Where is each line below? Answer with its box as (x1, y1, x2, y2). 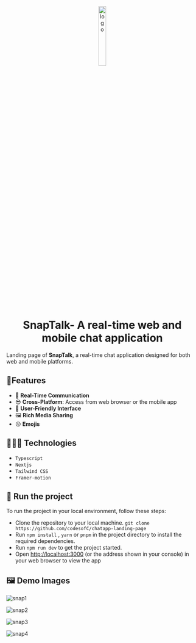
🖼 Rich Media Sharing (15, 411, 73, 418)
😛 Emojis (15, 420, 40, 428)
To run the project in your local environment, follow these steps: (6, 508, 166, 515)
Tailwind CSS (15, 468, 49, 475)
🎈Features (6, 375, 46, 386)
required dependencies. (15, 537, 75, 545)
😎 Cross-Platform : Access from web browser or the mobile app (15, 398, 177, 405)
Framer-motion (15, 475, 51, 481)
